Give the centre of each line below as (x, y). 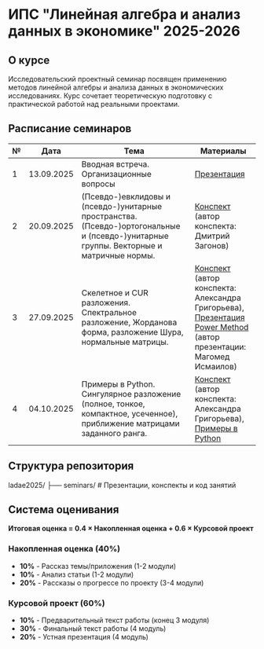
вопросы (98, 184)
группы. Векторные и (122, 245)
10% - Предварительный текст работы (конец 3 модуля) (114, 620)
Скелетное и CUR (115, 292)
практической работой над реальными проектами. (94, 104)
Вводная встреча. (115, 164)
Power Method (222, 327)
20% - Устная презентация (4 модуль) (84, 637)
